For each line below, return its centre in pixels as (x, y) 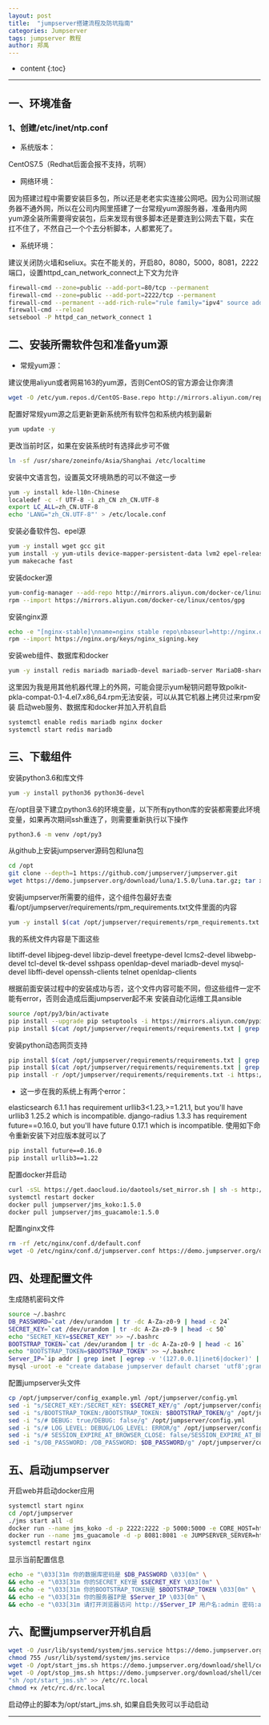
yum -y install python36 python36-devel (77, 793)
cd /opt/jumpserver (41, 1513)
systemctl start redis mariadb (60, 730)
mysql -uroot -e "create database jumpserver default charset (114, 1367)
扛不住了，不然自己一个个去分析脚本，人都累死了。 (92, 228)
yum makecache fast (41, 561)
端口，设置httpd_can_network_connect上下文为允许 (94, 272)
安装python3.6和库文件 (46, 777)
